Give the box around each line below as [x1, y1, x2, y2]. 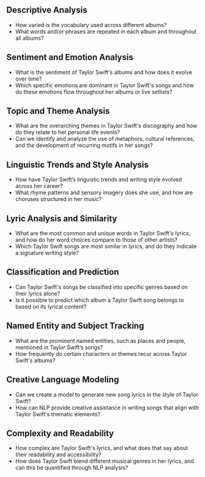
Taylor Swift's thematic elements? [15, 410, 101, 417]
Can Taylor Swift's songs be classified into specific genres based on [15, 283, 188, 291]
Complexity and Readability [6, 428, 114, 438]
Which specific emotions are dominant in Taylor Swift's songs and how [15, 81, 195, 89]
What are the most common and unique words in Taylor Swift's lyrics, [15, 230, 191, 237]
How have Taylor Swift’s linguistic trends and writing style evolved [15, 176, 182, 183]
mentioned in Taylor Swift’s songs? [15, 344, 103, 351]
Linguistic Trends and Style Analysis [6, 159, 149, 170]
